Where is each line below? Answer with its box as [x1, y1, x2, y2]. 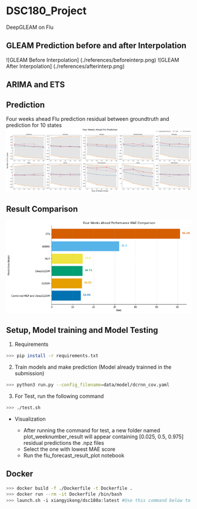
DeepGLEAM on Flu [6, 24, 54, 31]
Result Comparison [6, 204, 78, 214]
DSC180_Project [6, 4, 87, 18]
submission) [14, 369, 45, 376]
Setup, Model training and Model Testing [6, 325, 159, 335]
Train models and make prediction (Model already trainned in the [14, 363, 172, 371]
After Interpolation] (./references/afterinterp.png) [6, 62, 125, 70]
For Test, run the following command [14, 392, 104, 399]
